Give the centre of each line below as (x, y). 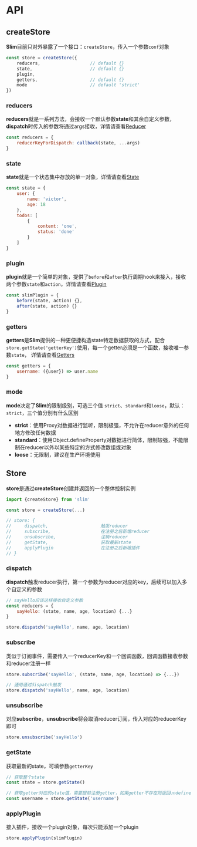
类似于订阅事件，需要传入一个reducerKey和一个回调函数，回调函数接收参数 (97, 656)
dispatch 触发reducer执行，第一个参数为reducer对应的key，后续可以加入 (94, 582)
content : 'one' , (57, 227)
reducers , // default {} (71, 63)
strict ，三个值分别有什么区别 (42, 413)
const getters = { (28, 366)
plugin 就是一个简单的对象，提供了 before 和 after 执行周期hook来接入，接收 (96, 277)
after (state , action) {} (47, 306)
